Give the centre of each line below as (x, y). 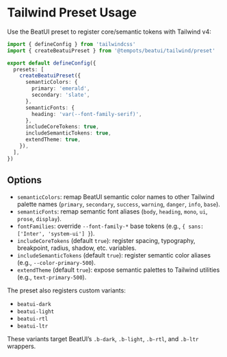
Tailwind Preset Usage (72, 13)
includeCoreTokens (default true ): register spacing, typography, (106, 240)
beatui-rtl (32, 319)
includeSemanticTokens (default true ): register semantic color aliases (113, 255)
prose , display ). (39, 218)
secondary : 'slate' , (61, 95)
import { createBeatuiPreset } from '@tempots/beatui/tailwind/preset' (111, 50)
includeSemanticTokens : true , (68, 133)
